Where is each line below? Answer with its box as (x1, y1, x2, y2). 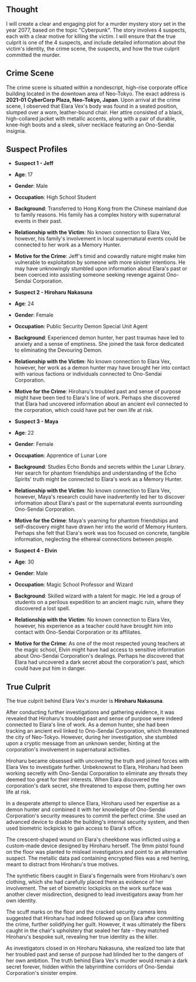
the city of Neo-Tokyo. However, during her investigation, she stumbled (6, 734, 178, 741)
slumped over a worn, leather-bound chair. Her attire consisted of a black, (6, 108, 184, 116)
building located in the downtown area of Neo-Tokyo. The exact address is (6, 90, 185, 97)
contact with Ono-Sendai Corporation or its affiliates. (14, 629, 142, 636)
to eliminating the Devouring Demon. (14, 346, 103, 353)
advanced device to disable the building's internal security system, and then (6, 819, 190, 826)
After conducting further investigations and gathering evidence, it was (6, 709, 175, 716)
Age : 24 (14, 300, 34, 307)
